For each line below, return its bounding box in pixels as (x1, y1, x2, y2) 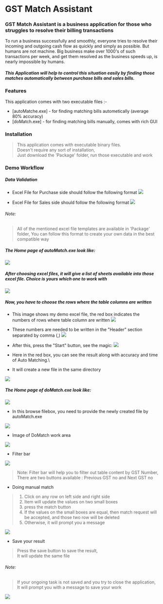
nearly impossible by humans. (5, 59, 65, 65)
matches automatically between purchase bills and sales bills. (5, 75, 135, 81)
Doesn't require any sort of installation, (17, 147, 95, 153)
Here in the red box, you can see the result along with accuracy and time (12, 352, 158, 358)
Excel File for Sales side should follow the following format (12, 199, 129, 206)
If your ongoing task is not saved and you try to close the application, (17, 579, 156, 585)
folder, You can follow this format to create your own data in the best (17, 231, 155, 237)
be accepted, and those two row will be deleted (24, 515, 120, 520)
